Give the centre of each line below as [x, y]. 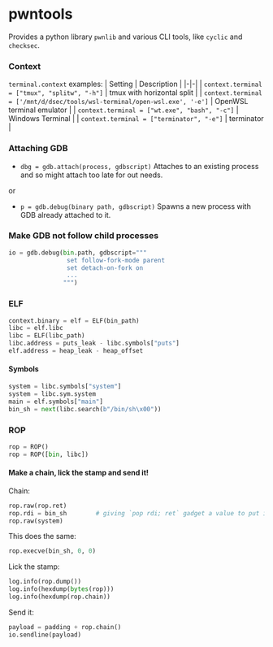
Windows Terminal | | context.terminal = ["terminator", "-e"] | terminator [136, 119]
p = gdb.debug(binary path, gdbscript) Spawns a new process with [136, 206]
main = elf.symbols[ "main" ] [56, 402]
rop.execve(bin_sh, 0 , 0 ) [52, 551]
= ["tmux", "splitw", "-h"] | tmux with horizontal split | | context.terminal [135, 93]
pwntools [41, 14]
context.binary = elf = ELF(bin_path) [74, 321]
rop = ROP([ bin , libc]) [49, 454]
